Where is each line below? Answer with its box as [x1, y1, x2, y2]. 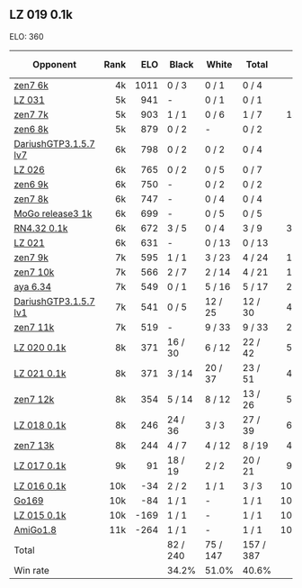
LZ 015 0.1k [13, 509, 67, 521]
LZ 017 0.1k [13, 459, 67, 472]
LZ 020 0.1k [13, 341, 67, 354]
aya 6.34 [13, 280, 52, 293]
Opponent [32, 58, 76, 70]
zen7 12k [13, 393, 55, 405]
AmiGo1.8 [13, 523, 57, 536]
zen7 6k [13, 78, 49, 91]
